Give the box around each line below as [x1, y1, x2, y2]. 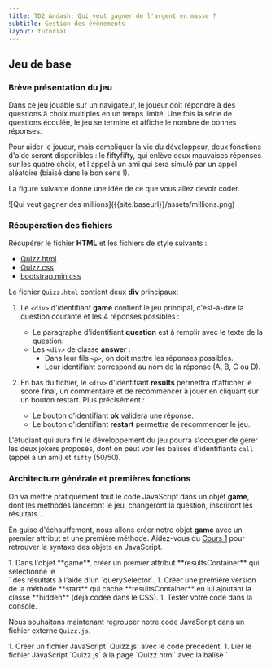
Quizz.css [20, 262, 55, 273]
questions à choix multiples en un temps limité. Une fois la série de [8, 109, 233, 119]
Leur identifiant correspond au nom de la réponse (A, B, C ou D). [44, 362, 261, 371]
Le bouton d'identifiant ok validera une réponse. [32, 411, 194, 420]
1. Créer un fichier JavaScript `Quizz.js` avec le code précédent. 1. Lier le [8, 641, 252, 651]
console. [8, 600, 38, 611]
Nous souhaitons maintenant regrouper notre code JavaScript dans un [8, 617, 245, 626]
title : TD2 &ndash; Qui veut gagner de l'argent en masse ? [8, 11, 217, 20]
